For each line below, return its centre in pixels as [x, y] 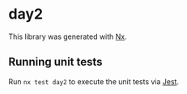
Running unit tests [55, 62]
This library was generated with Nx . [68, 36]
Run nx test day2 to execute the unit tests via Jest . [94, 81]
